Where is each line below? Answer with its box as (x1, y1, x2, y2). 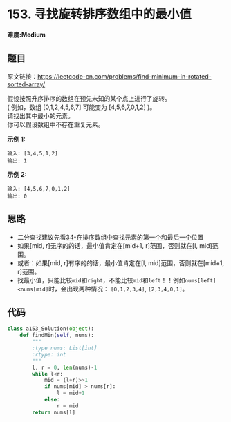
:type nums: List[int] (32, 345, 98, 352)
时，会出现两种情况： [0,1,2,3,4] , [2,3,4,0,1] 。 (48, 285, 189, 293)
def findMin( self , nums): (19, 332, 95, 339)
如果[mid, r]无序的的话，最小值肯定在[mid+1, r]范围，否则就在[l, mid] (17, 241, 212, 249)
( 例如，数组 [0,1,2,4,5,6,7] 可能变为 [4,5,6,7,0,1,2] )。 (7, 103, 156, 111)
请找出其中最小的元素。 (7, 111, 74, 119)
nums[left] (185, 277, 216, 284)
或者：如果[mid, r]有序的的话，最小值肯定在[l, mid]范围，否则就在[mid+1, (17, 258, 225, 267)
